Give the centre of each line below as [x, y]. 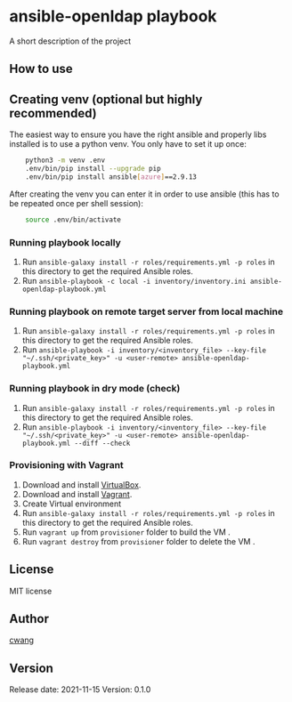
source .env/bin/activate [73, 220]
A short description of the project [70, 41]
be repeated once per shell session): [77, 203]
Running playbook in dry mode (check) [95, 389]
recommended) [53, 113]
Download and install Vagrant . [77, 494]
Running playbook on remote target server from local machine [146, 311]
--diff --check [102, 443]
